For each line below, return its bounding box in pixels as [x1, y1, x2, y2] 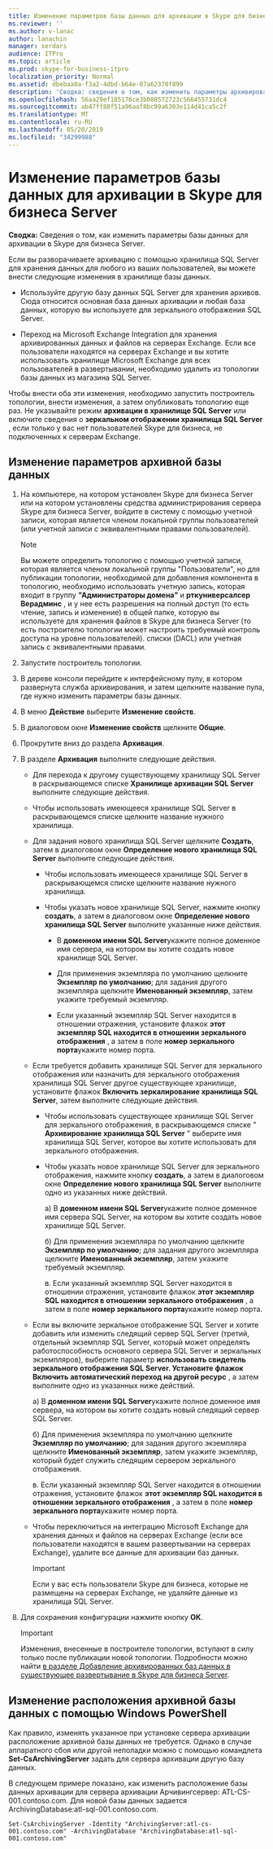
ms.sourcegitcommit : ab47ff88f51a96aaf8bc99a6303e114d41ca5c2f [8, 103, 227, 111]
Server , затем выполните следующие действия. [32, 1095, 199, 1105]
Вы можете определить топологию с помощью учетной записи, [19, 556, 243, 566]
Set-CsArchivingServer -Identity [8, 1820, 122, 1829]
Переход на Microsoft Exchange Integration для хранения [19, 329, 218, 339]
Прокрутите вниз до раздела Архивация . [19, 738, 165, 748]
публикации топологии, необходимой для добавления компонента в [19, 573, 258, 583]
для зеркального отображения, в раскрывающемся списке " [44, 1120, 257, 1129]
